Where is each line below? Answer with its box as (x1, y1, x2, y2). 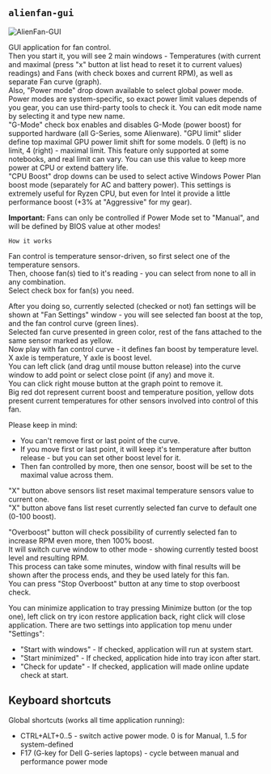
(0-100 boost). (8, 511, 57, 521)
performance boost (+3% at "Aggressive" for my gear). (8, 197, 193, 206)
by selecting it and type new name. (8, 111, 125, 121)
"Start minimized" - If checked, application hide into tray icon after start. (19, 653, 261, 662)
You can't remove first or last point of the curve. (19, 435, 180, 445)
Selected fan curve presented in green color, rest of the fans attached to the (8, 327, 263, 336)
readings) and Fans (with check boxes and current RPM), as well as (8, 68, 233, 78)
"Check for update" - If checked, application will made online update (19, 662, 249, 671)
